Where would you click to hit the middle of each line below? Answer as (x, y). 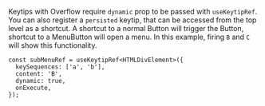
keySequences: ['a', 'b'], (60, 67)
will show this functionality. (53, 45)
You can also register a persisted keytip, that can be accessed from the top (132, 20)
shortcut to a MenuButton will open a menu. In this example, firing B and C (129, 37)
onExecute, (34, 88)
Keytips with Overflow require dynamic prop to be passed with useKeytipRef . (133, 12)
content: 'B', (39, 74)
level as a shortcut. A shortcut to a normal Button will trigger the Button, (126, 28)
